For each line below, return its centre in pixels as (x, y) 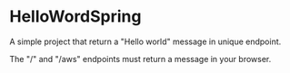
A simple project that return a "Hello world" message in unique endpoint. (145, 41)
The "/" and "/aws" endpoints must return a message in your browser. (140, 59)
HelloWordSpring (75, 17)
